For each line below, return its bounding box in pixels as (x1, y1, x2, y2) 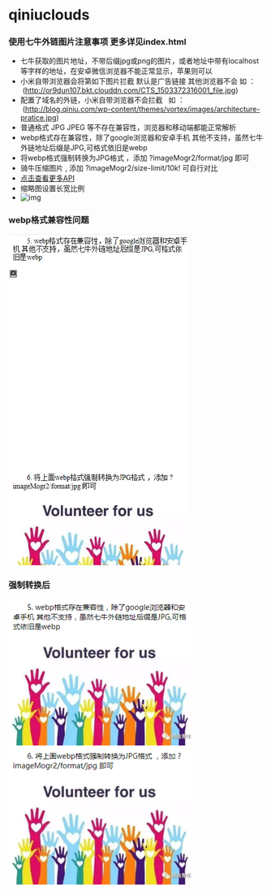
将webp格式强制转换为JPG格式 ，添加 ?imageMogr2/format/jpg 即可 (19, 153, 250, 163)
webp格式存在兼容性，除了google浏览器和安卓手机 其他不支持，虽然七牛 (19, 132, 264, 143)
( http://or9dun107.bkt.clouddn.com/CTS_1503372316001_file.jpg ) (22, 85, 239, 95)
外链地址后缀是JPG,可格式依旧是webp (19, 143, 148, 153)
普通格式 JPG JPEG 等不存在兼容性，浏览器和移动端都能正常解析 (19, 123, 237, 132)
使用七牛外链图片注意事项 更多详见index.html (8, 37, 187, 48)
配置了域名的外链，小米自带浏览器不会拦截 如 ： (19, 95, 185, 105)
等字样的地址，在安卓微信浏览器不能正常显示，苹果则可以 (19, 67, 213, 76)
